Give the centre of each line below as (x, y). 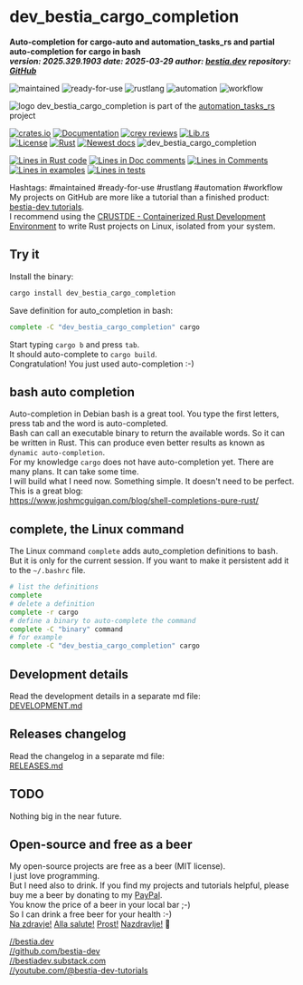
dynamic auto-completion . (57, 453)
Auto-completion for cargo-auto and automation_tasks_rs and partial (142, 42)
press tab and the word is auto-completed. (89, 424)
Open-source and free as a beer (101, 844)
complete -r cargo (44, 612)
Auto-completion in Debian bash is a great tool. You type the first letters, (144, 414)
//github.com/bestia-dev (55, 951)
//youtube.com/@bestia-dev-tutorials (79, 970)
